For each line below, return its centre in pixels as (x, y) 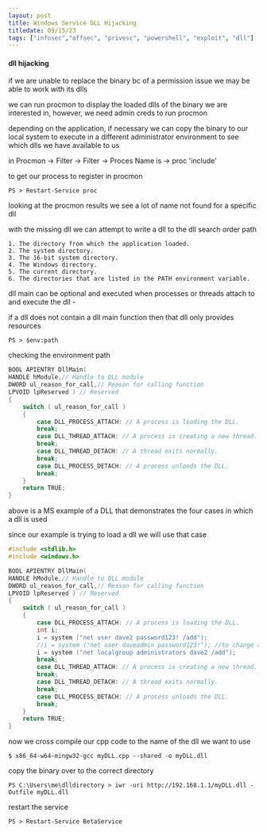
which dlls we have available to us (64, 146)
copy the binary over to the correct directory (81, 771)
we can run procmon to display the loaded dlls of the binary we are (118, 105)
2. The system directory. (51, 251)
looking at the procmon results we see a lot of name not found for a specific (132, 206)
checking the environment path (60, 356)
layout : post (30, 16)
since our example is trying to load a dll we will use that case (108, 535)
